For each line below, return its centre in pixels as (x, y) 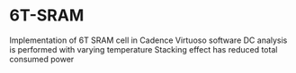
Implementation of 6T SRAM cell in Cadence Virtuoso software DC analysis (148, 40)
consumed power (42, 59)
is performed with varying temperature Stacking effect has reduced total (144, 49)
